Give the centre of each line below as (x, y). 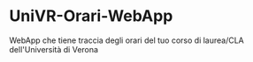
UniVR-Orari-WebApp (91, 16)
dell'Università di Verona (54, 49)
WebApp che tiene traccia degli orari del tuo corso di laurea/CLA (127, 40)
